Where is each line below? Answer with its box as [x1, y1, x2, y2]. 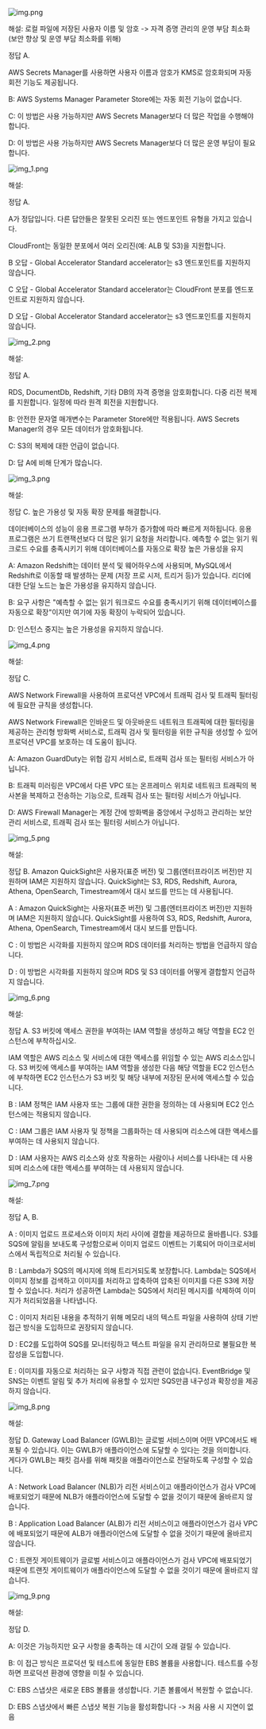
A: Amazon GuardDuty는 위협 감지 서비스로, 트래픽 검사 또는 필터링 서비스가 [8, 754, 246, 763]
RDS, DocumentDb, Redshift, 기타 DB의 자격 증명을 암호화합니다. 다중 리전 [8, 388, 243, 396]
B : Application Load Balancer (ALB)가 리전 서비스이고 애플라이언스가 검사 [8, 1518, 242, 1528]
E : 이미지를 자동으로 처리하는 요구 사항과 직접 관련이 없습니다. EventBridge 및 [8, 1367, 251, 1375]
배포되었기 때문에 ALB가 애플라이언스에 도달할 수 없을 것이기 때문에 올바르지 [16, 1529, 253, 1538]
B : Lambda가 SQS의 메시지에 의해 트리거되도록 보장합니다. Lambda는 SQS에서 [8, 1266, 256, 1275]
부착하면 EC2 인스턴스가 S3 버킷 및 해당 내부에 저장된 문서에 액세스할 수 [16, 1073, 240, 1082]
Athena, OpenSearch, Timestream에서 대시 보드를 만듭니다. [8, 923, 198, 933]
